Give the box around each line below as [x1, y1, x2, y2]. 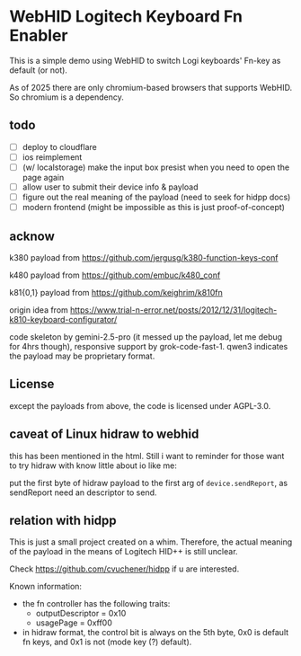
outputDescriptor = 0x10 [35, 608, 127, 619]
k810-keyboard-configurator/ [9, 314, 118, 324]
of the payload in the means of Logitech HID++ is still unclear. [9, 546, 238, 557]
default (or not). [9, 65, 67, 75]
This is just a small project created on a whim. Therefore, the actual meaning [9, 536, 293, 547]
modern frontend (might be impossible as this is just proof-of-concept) [22, 202, 286, 213]
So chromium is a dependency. [9, 92, 124, 102]
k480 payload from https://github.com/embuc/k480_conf [9, 270, 221, 280]
